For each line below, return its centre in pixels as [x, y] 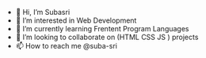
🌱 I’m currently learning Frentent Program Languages [102, 29]
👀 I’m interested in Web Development [76, 20]
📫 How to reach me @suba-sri [66, 46]
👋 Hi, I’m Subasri [43, 12]
